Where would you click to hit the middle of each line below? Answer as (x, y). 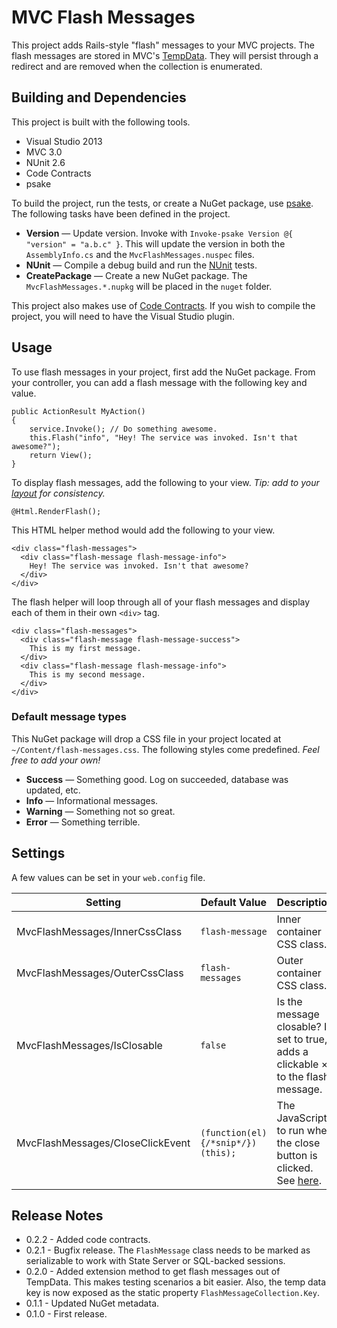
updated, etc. (53, 790)
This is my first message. (85, 648)
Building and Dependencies (99, 97)
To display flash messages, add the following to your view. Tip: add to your (165, 482)
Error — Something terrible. (83, 822)
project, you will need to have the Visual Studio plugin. (123, 316)
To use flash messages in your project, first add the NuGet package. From (163, 372)
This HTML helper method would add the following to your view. (143, 530)
